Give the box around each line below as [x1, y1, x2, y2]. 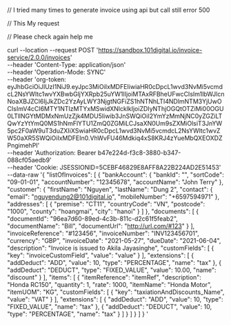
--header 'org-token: [7, 75, 67, 83]
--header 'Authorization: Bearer [7, 148, 97, 157]
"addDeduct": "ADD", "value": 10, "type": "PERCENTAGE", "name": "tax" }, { [7, 259, 222, 266]
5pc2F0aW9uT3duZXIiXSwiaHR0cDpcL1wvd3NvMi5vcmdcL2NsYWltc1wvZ [7, 127, 221, 135]
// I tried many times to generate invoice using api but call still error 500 [7, 6, 210, 14]
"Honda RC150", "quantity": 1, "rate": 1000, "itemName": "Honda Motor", [7, 281, 212, 288]
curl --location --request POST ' [7, 46, 99, 54]
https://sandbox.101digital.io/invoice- [98, 46, 203, 54]
